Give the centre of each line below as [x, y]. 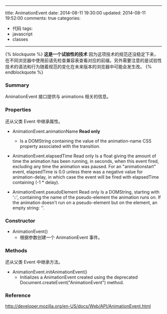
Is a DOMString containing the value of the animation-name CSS [85, 141]
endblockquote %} [24, 72]
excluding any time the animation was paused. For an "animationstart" [84, 166]
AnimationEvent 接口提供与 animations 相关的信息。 [58, 97]
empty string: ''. [28, 208]
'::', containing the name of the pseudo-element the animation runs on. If [86, 197]
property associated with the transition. [60, 146]
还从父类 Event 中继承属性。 [34, 121]
